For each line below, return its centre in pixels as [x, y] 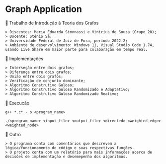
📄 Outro [13, 134]
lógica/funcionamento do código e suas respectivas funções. [70, 148]
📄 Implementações [24, 59]
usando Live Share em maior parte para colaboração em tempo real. [77, 49]
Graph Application [43, 9]
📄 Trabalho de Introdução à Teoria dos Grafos [52, 23]
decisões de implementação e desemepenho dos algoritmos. [66, 157]
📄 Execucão [17, 103]
